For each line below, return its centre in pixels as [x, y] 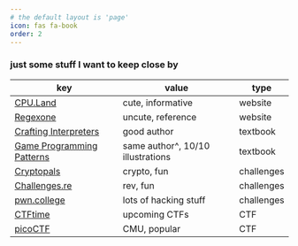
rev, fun [138, 185]
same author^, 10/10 [166, 145]
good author [148, 131]
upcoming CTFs [156, 214]
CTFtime [32, 214]
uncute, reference [160, 117]
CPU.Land [35, 103]
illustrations [147, 157]
